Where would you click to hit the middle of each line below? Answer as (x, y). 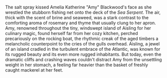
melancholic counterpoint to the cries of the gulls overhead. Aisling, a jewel (83, 44)
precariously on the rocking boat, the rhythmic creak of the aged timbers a (82, 39)
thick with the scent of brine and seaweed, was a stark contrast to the (77, 18)
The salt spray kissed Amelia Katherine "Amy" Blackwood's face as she (79, 7)
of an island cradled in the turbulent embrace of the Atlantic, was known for (83, 49)
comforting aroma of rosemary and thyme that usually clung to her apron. (81, 23)
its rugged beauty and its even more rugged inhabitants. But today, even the (83, 54)
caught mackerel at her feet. (34, 70)
